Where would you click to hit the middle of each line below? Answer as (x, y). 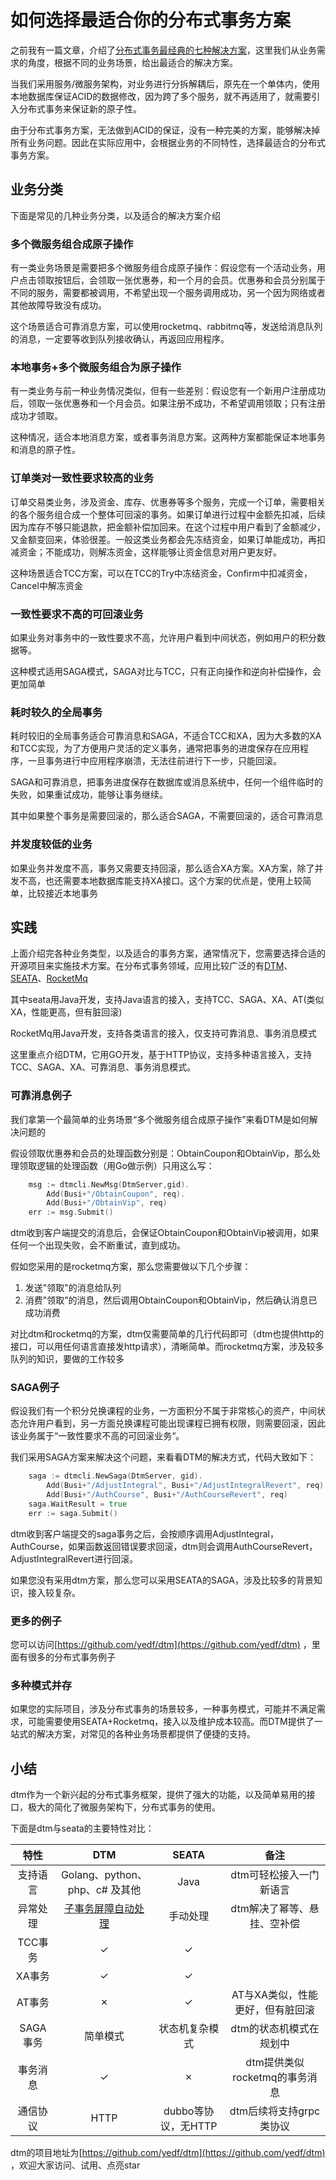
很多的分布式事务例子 (71, 1657)
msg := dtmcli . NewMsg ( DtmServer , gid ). (109, 1184)
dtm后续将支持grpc (275, 2111)
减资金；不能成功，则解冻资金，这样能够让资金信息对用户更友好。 (146, 552)
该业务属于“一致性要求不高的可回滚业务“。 (97, 1436)
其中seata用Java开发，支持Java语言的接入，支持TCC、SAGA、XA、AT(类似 (167, 1000)
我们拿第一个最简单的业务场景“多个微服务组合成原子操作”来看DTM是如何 (160, 1119)
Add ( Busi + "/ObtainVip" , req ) (107, 1203)
